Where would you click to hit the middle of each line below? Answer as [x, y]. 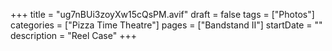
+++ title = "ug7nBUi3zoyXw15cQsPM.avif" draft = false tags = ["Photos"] [162, 14]
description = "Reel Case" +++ [73, 35]
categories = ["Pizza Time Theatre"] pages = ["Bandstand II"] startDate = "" [166, 25]
